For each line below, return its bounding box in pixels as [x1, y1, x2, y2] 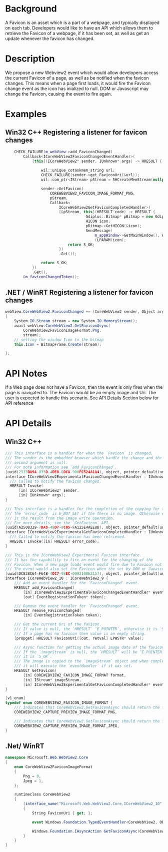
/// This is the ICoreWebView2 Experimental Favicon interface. [5, 552, 142, 558]
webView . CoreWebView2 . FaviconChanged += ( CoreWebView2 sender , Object [5, 309, 155, 314]
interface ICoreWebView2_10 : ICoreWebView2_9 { [5, 576, 108, 581]
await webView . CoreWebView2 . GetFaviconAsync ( [14, 323, 111, 328]
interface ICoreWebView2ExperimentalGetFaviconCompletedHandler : [5, 530, 146, 535]
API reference [5, 400, 34, 406]
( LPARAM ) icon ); [94, 237, 126, 243]
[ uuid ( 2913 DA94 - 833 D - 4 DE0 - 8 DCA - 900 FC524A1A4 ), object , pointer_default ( [5, 469, 160, 474]
